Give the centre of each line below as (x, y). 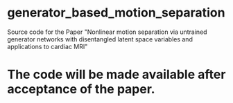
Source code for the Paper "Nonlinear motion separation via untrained (107, 32)
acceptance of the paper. (81, 90)
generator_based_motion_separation (116, 13)
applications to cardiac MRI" (48, 46)
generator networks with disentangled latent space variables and (100, 39)
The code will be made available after (116, 75)
